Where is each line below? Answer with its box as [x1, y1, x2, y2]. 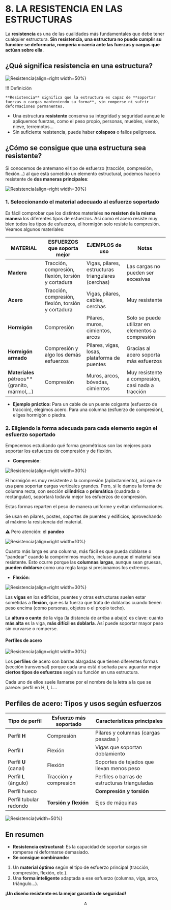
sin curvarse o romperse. [5, 626, 58, 632]
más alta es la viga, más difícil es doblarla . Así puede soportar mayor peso [5, 620, 164, 626]
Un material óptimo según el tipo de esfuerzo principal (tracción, [12, 864, 150, 870]
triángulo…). [12, 880, 39, 887]
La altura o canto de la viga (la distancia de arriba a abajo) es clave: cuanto [5, 615, 164, 621]
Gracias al [126, 344, 151, 351]
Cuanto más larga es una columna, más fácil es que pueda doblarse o [5, 548, 152, 554]
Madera [8, 269, 27, 276]
